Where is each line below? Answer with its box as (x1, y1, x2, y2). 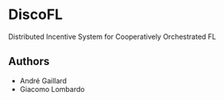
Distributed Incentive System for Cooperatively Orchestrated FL (8, 32, 217, 41)
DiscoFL (8, 6, 64, 24)
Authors (8, 55, 50, 68)
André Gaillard (19, 75, 68, 85)
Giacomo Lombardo (19, 84, 85, 94)
